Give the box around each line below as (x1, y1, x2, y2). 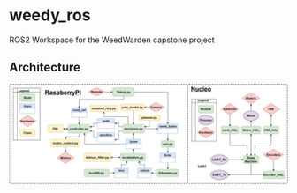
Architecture (9, 60, 81, 75)
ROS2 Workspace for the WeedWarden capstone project (9, 34, 215, 45)
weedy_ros (9, 5, 91, 26)
